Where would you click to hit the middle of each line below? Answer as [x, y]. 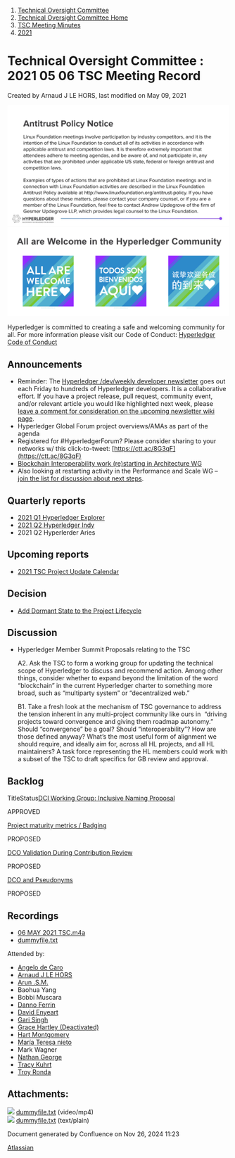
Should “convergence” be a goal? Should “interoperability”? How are [117, 729]
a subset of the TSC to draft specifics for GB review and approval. [113, 759]
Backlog [26, 781]
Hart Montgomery [43, 1035]
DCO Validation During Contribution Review [70, 853]
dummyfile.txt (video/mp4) [55, 1112]
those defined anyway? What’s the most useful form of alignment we [117, 737]
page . [26, 419]
